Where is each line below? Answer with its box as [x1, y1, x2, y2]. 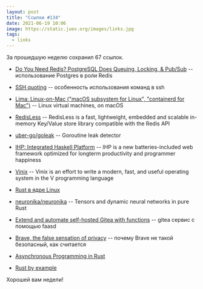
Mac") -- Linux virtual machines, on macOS [15, 102, 124, 109]
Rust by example [15, 264, 57, 271]
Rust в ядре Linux [15, 186, 61, 193]
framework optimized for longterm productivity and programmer [15, 150, 176, 157]
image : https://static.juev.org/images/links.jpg [6, 25, 135, 32]
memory [15, 120, 36, 127]
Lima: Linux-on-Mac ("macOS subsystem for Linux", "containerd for [15, 95, 185, 102]
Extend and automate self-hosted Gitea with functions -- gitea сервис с [15, 216, 195, 223]
